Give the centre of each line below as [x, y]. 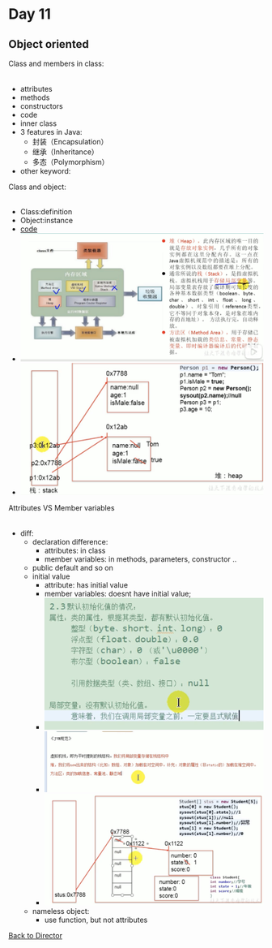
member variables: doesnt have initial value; [118, 593]
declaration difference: [70, 541]
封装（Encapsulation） [70, 141]
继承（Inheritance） [65, 152]
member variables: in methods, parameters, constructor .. [140, 559]
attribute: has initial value [86, 584]
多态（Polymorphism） [70, 162]
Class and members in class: [56, 63]
